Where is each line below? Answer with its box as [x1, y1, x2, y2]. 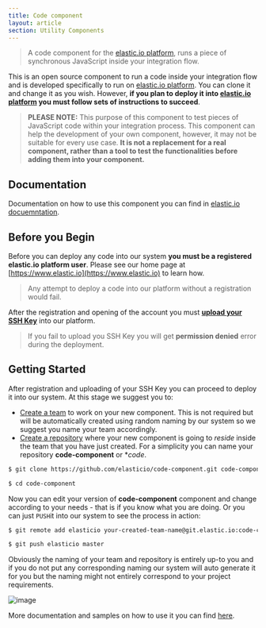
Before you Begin [8, 230, 95, 244]
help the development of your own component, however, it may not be [27, 129, 257, 139]
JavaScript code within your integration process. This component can [27, 121, 256, 131]
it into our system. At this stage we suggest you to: [8, 392, 174, 402]
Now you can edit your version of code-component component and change [8, 494, 257, 503]
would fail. [27, 292, 62, 302]
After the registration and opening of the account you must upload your [8, 307, 243, 317]
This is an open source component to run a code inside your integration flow [8, 72, 257, 82]
